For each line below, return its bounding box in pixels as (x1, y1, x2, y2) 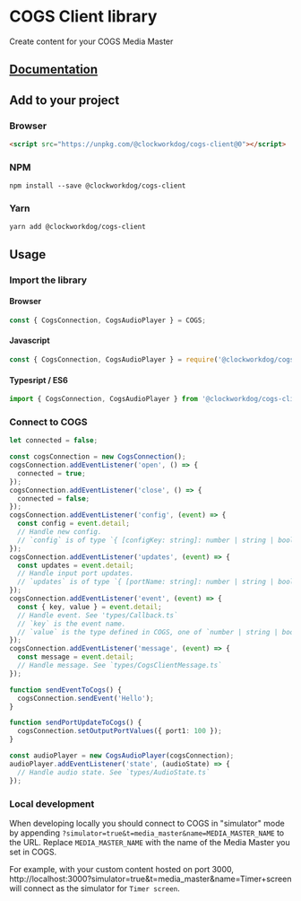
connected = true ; (17, 468, 87, 477)
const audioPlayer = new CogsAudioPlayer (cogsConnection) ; (9, 751, 235, 760)
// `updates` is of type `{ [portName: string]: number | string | (17, 577, 275, 587)
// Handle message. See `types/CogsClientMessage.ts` (17, 661, 222, 670)
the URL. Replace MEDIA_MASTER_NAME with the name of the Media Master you (9, 836, 290, 847)
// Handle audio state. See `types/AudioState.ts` (17, 767, 211, 777)
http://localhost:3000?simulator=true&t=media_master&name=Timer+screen (9, 873, 292, 884)
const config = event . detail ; (17, 519, 130, 529)
